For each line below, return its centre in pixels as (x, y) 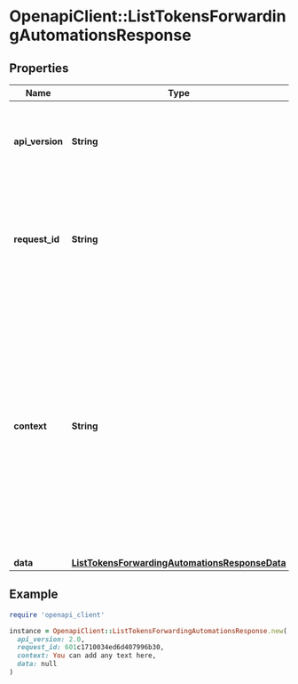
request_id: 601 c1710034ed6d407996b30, (91, 648)
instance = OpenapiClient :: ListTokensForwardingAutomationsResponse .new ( (149, 631)
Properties (39, 68)
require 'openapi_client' (57, 615)
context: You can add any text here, (87, 656)
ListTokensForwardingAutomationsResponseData (179, 563)
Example (34, 595)
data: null (37, 664)
